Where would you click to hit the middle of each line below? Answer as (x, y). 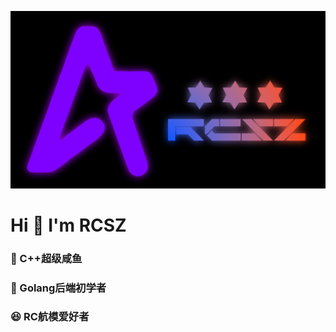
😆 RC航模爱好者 (50, 317)
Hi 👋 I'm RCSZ (68, 225)
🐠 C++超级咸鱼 (46, 258)
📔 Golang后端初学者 (58, 288)
